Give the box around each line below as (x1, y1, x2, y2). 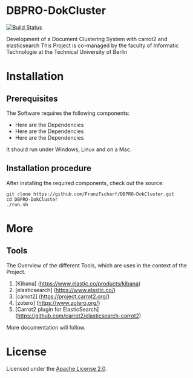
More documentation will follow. (6, 324, 86, 331)
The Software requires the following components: (6, 109, 130, 117)
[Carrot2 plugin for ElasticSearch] (15, 305, 99, 313)
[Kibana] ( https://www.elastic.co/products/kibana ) (15, 279, 141, 287)
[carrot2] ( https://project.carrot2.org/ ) (15, 293, 110, 300)
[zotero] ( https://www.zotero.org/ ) (15, 299, 100, 306)
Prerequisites (6, 93, 58, 103)
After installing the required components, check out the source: (6, 179, 165, 186)
